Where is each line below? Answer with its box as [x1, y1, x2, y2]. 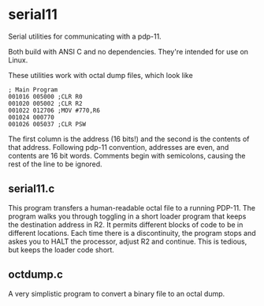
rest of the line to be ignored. [8, 159, 102, 169]
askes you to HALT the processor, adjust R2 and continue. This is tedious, [8, 237, 247, 246]
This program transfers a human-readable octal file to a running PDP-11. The [8, 203, 256, 212]
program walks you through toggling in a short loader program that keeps [8, 211, 247, 221]
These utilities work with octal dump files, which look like [8, 70, 193, 80]
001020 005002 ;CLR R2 [8, 99, 83, 107]
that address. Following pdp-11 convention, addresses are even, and [8, 142, 229, 151]
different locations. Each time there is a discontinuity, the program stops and [8, 228, 256, 237]
